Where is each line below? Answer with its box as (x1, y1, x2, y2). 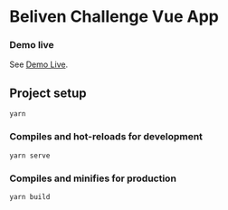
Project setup (9, 85, 88, 100)
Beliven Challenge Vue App (9, 6, 219, 27)
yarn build (9, 192, 51, 201)
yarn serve (9, 151, 51, 160)
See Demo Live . (9, 59, 69, 70)
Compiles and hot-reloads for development (9, 130, 204, 143)
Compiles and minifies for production (9, 172, 176, 185)
